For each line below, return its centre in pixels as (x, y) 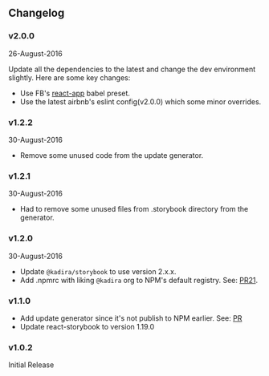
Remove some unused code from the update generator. (112, 155)
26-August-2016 (35, 53)
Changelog (37, 13)
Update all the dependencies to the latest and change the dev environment (132, 69)
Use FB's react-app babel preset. (75, 93)
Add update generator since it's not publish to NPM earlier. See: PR (131, 318)
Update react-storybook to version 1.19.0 (87, 326)
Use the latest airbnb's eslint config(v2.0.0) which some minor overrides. (141, 101)
